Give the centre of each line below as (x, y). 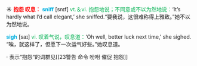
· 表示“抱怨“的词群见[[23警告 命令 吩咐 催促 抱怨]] (67, 57)
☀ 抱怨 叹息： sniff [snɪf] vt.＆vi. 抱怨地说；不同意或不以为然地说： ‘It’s (93, 9)
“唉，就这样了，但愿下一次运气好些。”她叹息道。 (65, 44)
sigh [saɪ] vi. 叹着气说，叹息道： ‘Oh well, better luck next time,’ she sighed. (99, 37)
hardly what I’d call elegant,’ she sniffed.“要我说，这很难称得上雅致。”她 (93, 17)
